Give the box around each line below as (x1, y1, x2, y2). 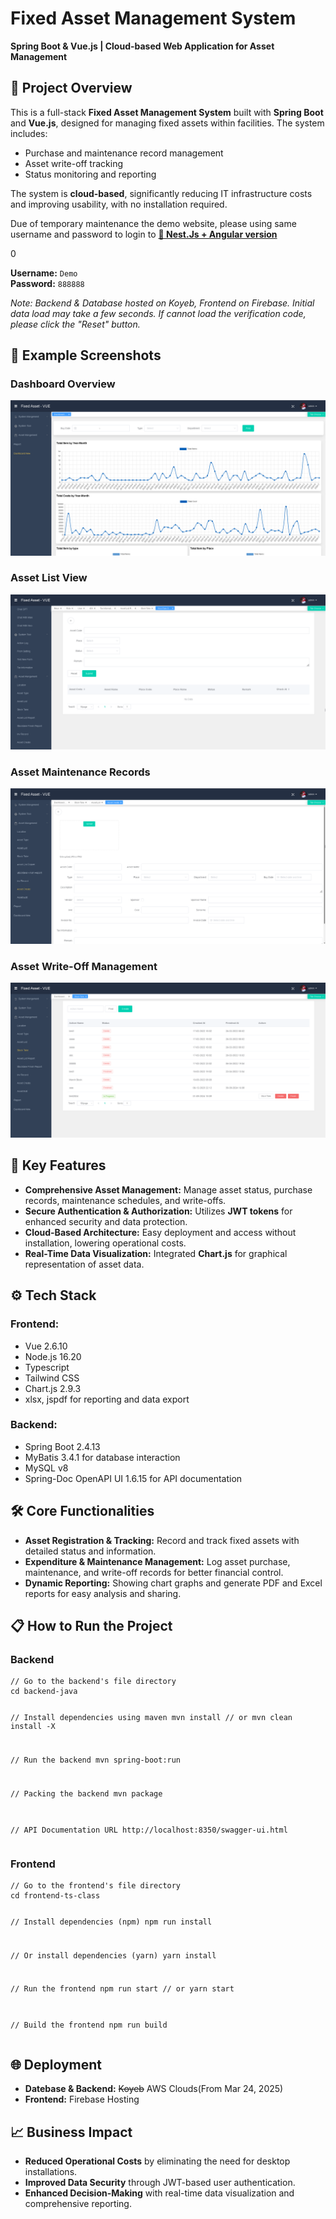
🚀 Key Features (10, 1157, 107, 1174)
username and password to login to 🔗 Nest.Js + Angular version (10, 228, 278, 240)
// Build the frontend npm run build (10, 2020, 168, 2031)
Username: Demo (10, 267, 78, 279)
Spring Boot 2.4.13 (24, 1440, 101, 1452)
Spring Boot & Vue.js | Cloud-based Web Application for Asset (10, 40, 275, 52)
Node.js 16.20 (24, 1350, 82, 1362)
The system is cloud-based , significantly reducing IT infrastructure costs (10, 187, 313, 199)
